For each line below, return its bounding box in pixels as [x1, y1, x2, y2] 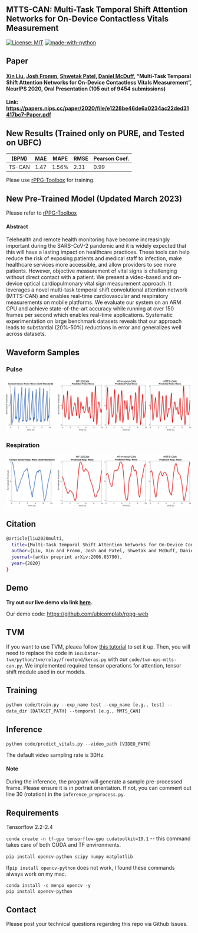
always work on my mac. [6, 870, 67, 877]
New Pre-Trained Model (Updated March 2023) [6, 193, 183, 203]
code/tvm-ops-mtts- [128, 656, 177, 663]
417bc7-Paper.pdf [6, 111, 51, 118]
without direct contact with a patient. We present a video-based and [6, 274, 172, 281]
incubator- [74, 650, 101, 656]
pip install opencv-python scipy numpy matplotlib [6, 854, 133, 860]
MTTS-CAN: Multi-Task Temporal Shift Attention [6, 5, 188, 15]
